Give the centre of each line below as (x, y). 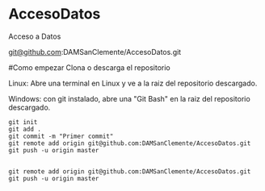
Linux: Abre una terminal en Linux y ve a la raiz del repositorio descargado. (133, 83)
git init (23, 122)
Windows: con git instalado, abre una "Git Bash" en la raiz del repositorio (129, 98)
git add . (25, 129)
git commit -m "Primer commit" (61, 136)
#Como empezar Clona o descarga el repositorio (90, 67)
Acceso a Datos (35, 36)
